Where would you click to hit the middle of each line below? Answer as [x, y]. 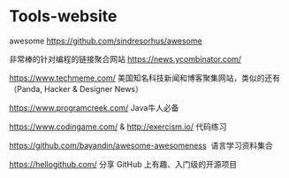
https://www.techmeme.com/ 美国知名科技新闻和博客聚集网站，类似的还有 [145, 78]
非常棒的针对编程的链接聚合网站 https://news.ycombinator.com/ [125, 58]
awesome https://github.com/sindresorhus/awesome [106, 41]
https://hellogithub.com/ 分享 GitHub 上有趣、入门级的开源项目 [123, 164]
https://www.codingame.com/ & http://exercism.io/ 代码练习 [118, 127]
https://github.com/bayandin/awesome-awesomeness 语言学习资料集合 [141, 145]
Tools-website [63, 16]
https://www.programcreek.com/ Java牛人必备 [94, 107]
